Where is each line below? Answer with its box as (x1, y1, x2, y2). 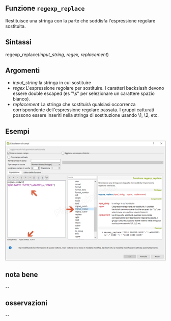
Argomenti (5, 66, 40, 75)
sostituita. (5, 23, 26, 29)
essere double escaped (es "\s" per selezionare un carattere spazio (12, 90, 155, 96)
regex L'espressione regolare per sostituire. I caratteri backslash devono (12, 85, 164, 91)
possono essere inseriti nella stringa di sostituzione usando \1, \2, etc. (12, 112, 159, 118)
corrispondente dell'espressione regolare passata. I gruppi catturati (12, 107, 154, 113)
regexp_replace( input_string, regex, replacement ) (5, 51, 109, 58)
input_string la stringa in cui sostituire (12, 80, 92, 86)
